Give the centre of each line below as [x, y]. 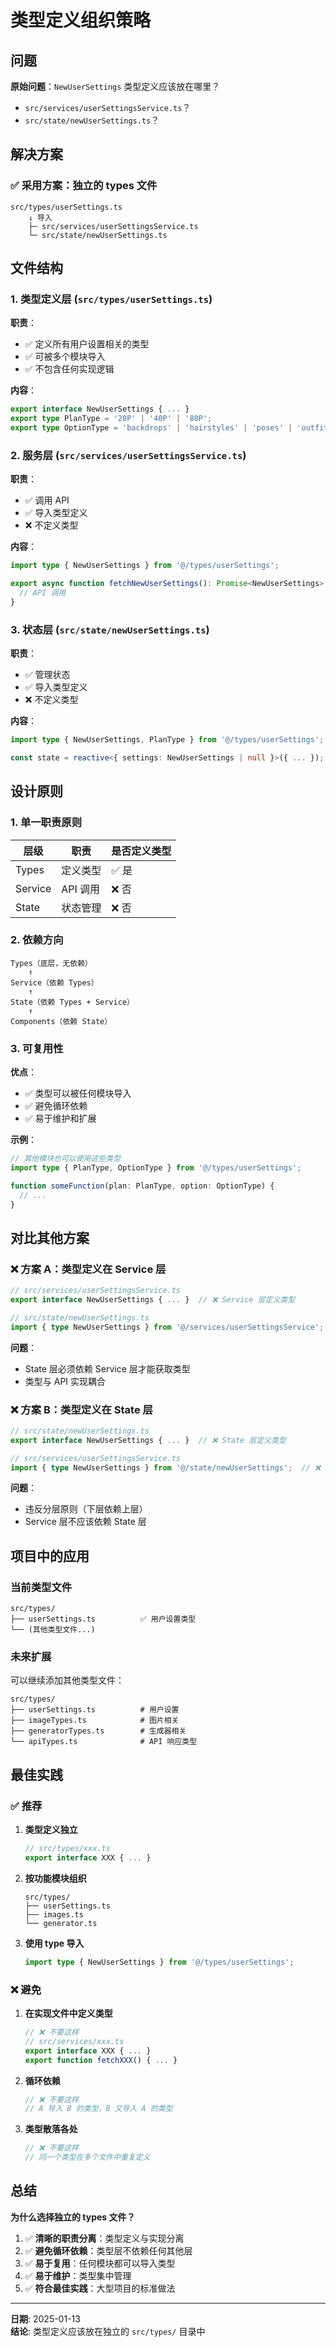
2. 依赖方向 [37, 940]
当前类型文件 [41, 1587]
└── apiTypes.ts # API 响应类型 [104, 1742]
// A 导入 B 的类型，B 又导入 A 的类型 [98, 2109]
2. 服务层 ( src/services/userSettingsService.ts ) [128, 455]
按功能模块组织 [55, 1878]
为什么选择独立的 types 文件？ [73, 2217]
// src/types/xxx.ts [67, 1849]
